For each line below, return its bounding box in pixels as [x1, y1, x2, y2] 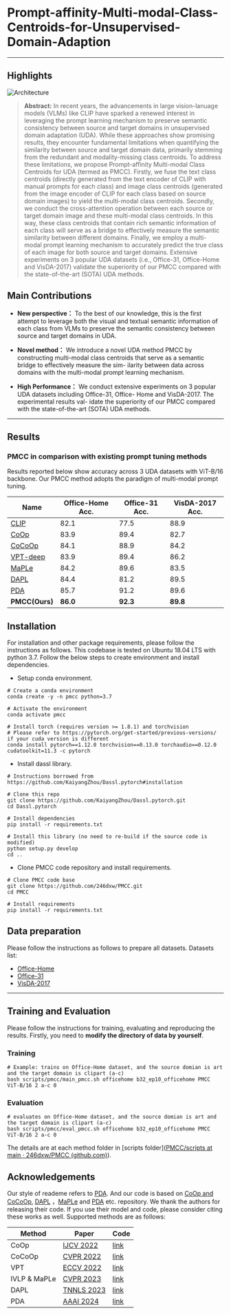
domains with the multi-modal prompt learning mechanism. [16, 368, 185, 376]
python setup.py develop [7, 845, 78, 852]
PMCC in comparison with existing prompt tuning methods [7, 451, 208, 461]
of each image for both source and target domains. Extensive [23, 248, 198, 256]
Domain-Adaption [7, 34, 111, 50]
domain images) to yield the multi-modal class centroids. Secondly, [23, 196, 215, 205]
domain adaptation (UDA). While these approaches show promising [23, 131, 215, 139]
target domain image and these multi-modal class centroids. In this [23, 211, 213, 220]
